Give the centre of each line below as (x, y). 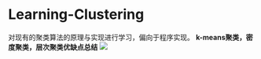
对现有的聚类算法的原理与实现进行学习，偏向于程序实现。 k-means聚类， (127, 37)
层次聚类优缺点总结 (66, 47)
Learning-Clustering (76, 15)
